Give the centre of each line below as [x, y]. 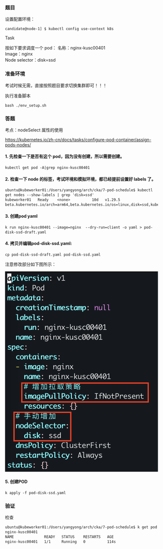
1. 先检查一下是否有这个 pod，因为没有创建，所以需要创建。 [65, 157]
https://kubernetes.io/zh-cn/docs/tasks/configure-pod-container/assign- [78, 140]
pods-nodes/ [18, 145]
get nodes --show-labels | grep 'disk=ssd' [50, 195]
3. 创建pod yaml [21, 216]
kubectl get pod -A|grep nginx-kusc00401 [48, 168]
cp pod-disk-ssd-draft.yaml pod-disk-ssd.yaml [53, 255]
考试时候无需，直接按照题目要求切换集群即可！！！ [56, 85]
